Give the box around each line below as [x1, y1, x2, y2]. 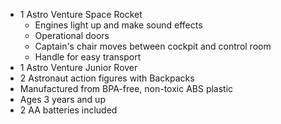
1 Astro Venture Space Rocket [19, 9, 143, 20]
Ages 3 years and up [19, 94, 106, 105]
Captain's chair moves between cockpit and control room [34, 40, 272, 52]
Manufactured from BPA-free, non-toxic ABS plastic [19, 83, 234, 94]
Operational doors [34, 30, 110, 41]
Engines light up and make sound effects [34, 19, 203, 31]
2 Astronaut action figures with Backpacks [19, 72, 195, 84]
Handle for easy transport [34, 51, 142, 63]
